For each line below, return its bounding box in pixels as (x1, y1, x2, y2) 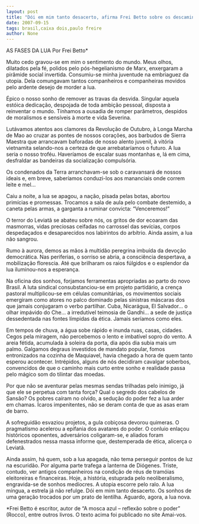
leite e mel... (6, 181, 36, 188)
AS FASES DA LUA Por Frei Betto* (6, 47, 89, 54)
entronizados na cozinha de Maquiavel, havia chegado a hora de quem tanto (6, 352, 193, 359)
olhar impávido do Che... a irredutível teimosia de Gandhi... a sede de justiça (6, 309, 192, 316)
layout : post (6, 8, 38, 15)
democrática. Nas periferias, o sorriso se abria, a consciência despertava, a (6, 253, 191, 261)
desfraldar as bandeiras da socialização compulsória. (6, 157, 137, 164)
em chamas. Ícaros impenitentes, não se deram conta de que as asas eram (6, 401, 190, 408)
